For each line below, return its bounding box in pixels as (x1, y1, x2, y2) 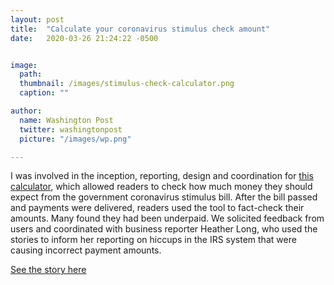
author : (10, 106, 43, 116)
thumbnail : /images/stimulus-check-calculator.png (19, 79, 235, 89)
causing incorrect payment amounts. (10, 244, 162, 256)
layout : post (10, 14, 65, 25)
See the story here (10, 264, 87, 276)
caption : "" (19, 88, 70, 98)
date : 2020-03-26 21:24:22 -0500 (10, 33, 159, 43)
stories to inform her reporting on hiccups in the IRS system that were (10, 234, 297, 246)
